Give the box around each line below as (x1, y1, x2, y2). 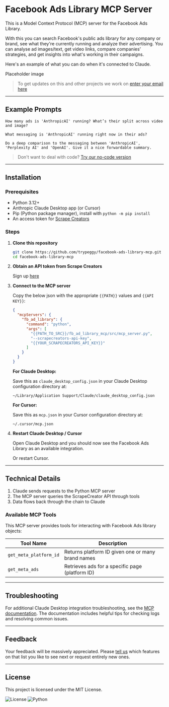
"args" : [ (26, 326, 47, 331)
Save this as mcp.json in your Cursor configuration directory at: (12, 411, 143, 417)
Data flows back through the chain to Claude (12, 499, 106, 505)
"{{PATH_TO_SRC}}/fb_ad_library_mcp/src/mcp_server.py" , (31, 331, 152, 336)
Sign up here (12, 273, 39, 279)
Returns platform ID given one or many (64, 548, 155, 555)
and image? (5, 123, 28, 128)
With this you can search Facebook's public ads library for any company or (5, 35, 161, 41)
